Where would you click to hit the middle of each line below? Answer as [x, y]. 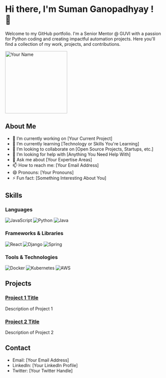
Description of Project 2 [29, 333]
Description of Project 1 [29, 309]
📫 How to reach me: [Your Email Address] [55, 165]
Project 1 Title [22, 298]
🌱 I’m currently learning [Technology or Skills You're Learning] [76, 143]
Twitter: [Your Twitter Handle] [42, 371]
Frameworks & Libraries [34, 234]
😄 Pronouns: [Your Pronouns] [43, 172]
